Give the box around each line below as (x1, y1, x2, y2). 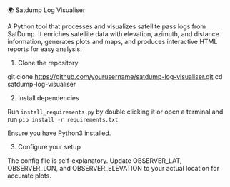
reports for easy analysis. (7, 45, 82, 53)
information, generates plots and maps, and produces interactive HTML (7, 38, 218, 46)
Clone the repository (17, 59, 79, 67)
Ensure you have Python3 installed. (7, 129, 111, 137)
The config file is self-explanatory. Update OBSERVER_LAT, (7, 156, 182, 165)
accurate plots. (7, 171, 52, 180)
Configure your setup (17, 143, 81, 151)
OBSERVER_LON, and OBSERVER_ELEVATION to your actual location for (7, 164, 220, 172)
